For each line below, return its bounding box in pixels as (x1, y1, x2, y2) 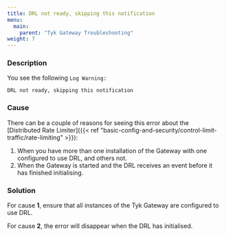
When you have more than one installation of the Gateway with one (16, 146, 207, 155)
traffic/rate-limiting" (7, 133, 63, 142)
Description (7, 58, 47, 68)
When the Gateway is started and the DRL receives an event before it (16, 161, 213, 169)
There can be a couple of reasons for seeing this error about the (7, 118, 189, 127)
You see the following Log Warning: (7, 74, 107, 82)
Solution (7, 185, 36, 195)
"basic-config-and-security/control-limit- (100, 126, 218, 134)
